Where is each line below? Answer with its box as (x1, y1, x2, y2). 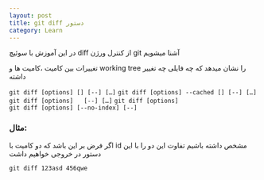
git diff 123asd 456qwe (9, 164, 88, 172)
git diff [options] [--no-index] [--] (9, 104, 138, 112)
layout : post (9, 11, 52, 20)
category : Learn (9, 26, 63, 34)
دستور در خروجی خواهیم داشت (9, 148, 102, 159)
